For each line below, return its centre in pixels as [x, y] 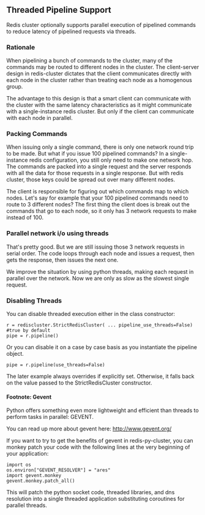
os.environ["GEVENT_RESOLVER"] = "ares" [59, 470]
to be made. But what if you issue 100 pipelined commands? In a [88, 154]
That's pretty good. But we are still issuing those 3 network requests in [95, 247]
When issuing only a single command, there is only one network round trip [100, 147]
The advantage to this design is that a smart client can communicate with [99, 99]
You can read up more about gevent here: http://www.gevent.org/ [89, 429]
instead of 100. [25, 217]
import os [19, 465]
